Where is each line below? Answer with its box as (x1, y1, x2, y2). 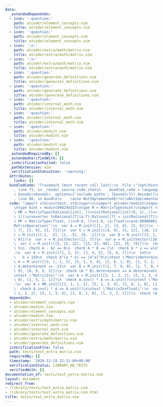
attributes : (9, 174, 34, 179)
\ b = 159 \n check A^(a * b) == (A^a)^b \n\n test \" (14, 255, 127, 260)
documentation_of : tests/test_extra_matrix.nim (5, 372, 103, 377)
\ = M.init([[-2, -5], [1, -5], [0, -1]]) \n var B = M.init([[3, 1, (14, 232, 158, 237)
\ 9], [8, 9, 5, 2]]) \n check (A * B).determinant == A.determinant (14, 268, 158, 273)
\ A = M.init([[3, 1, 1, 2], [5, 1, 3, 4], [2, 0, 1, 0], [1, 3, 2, (14, 259, 155, 264)
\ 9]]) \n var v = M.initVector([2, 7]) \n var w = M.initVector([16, (14, 237, 160, 242)
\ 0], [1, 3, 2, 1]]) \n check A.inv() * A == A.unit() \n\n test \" (14, 277, 153, 282)
